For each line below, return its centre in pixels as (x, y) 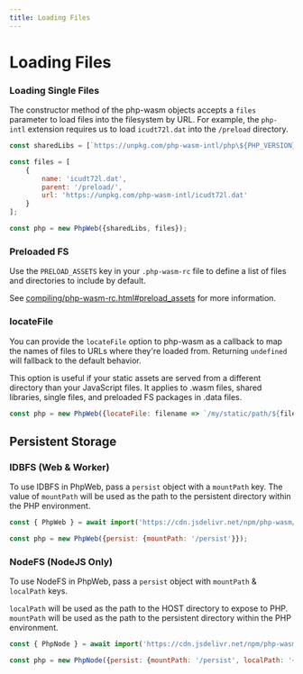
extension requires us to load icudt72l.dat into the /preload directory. (158, 129)
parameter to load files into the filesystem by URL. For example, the (134, 120)
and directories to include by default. (78, 281)
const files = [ (40, 162)
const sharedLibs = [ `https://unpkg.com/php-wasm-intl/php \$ (127, 146)
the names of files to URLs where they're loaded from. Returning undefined (148, 351)
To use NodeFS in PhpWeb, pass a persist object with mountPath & (133, 581)
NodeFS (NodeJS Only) (61, 561)
